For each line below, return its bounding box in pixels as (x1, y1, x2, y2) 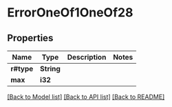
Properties (7, 32, 54, 44)
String (40, 64, 61, 73)
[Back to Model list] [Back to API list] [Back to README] (7, 93, 165, 101)
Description (67, 53, 107, 62)
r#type (10, 64, 34, 73)
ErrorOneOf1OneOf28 (7, 5, 133, 21)
